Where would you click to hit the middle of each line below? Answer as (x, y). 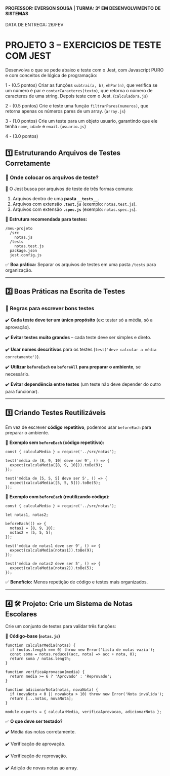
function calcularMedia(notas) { (40, 645)
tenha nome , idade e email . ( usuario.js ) (46, 126)
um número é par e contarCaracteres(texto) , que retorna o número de (79, 91)
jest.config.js (26, 255)
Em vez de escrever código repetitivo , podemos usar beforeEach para (78, 427)
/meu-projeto (19, 228)
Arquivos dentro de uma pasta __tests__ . (56, 198)
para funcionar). (22, 391)
